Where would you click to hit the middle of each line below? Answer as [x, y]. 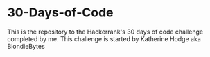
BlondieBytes [26, 46]
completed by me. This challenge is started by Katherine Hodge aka [104, 38]
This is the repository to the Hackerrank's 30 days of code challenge [105, 32]
